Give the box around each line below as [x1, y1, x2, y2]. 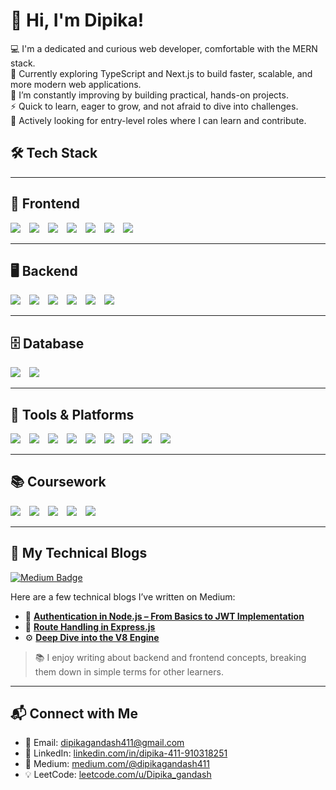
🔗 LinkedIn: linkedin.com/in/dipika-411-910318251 [24, 747, 228, 759]
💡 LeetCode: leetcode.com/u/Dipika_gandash [24, 769, 212, 781]
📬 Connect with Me [10, 705, 138, 723]
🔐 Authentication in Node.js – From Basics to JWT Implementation [24, 610, 305, 622]
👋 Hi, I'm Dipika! [10, 9, 145, 32]
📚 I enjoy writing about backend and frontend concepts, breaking [34, 651, 307, 663]
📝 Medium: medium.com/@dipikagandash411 [24, 758, 210, 770]
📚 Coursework [10, 474, 107, 491]
